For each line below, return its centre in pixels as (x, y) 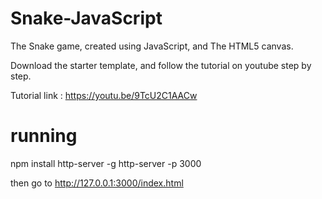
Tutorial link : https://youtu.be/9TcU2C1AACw (104, 95)
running (44, 136)
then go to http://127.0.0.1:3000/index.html (97, 183)
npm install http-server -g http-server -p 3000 (106, 163)
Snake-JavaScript (86, 18)
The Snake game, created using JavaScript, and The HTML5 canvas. (152, 46)
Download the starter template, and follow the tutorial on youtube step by (161, 65)
